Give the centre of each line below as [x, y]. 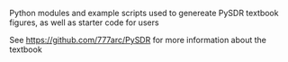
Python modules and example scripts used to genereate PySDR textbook [144, 13]
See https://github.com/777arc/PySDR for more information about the [138, 40]
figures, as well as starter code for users [84, 22]
